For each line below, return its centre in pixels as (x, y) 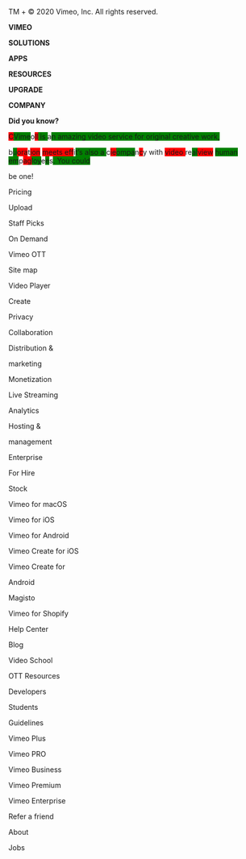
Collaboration (31, 332)
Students (23, 707)
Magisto (22, 598)
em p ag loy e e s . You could (50, 161)
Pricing (20, 192)
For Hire (22, 473)
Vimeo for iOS (31, 520)
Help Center (29, 629)
